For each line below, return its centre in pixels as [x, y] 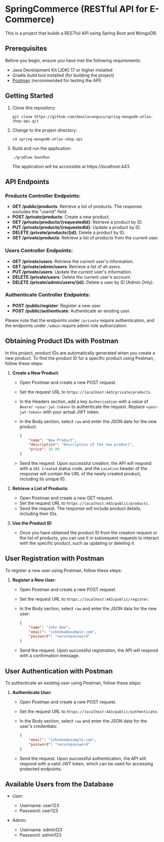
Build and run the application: [42, 148]
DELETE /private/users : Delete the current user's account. [72, 277]
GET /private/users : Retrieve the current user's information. [73, 261]
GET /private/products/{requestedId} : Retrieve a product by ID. [77, 222]
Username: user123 [39, 806]
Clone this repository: [34, 108]
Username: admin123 [41, 830]
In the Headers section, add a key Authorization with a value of [84, 401]
